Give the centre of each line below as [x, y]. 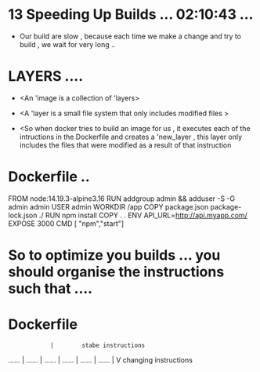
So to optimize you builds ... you [114, 255]
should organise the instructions [116, 272]
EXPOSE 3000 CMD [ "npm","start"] [66, 223]
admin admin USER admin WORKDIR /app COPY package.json [108, 206]
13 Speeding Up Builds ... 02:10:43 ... [131, 15]
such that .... [50, 289]
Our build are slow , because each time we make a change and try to [130, 36]
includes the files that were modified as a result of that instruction [125, 145]
